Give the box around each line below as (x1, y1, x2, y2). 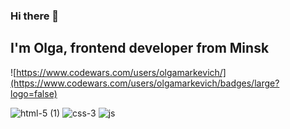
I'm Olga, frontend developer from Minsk (10, 40, 270, 57)
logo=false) (10, 87, 58, 99)
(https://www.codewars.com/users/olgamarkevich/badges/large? (10, 77, 280, 89)
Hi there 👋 (10, 9, 60, 23)
